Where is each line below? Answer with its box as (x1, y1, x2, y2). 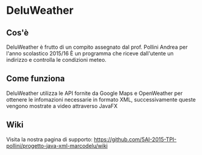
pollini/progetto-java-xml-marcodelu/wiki (6, 142, 108, 149)
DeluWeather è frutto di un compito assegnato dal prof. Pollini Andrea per (6, 43, 188, 50)
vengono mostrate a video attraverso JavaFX (6, 102, 118, 109)
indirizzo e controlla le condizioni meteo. (6, 56, 107, 63)
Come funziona (6, 73, 65, 84)
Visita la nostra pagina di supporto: (6, 136, 93, 143)
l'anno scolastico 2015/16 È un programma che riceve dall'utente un (6, 50, 174, 57)
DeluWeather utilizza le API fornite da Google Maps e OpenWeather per (6, 90, 183, 97)
